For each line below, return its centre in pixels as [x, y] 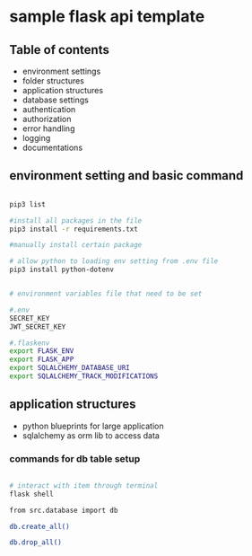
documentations [52, 147]
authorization [47, 119]
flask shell [31, 494]
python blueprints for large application [93, 426]
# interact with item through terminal [84, 485]
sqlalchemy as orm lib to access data [91, 435]
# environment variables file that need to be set [106, 294]
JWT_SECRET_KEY [38, 327]
